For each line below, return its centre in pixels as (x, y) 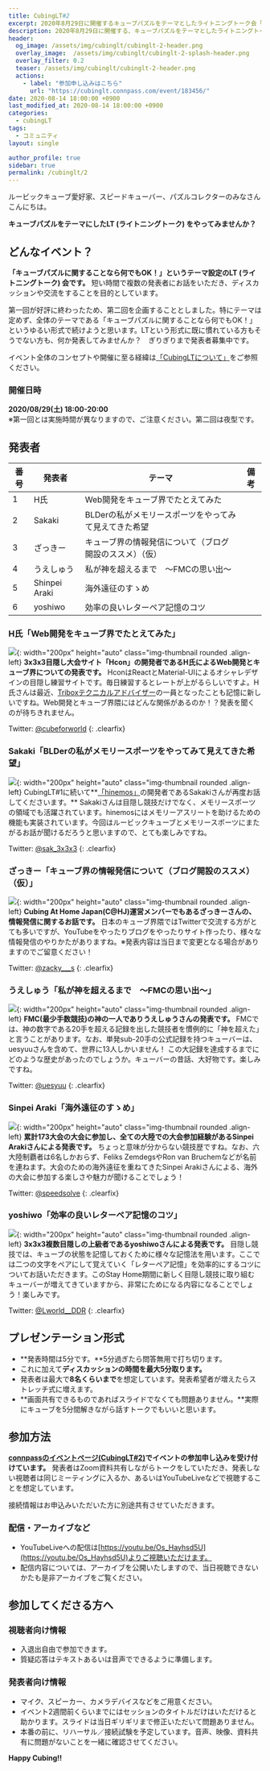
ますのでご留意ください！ (51, 951)
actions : (30, 76)
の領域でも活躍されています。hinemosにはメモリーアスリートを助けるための (135, 812)
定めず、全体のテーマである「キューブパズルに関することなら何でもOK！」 (133, 320)
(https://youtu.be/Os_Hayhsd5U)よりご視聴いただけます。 (116, 1557)
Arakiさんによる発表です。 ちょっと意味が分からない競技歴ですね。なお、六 (134, 1146)
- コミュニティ (37, 135)
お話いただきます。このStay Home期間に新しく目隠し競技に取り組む (142, 1274)
